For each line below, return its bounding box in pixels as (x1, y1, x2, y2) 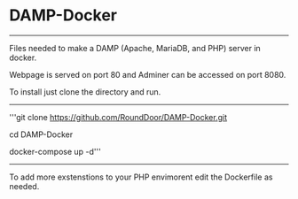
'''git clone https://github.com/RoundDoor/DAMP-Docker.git (9, 111, 228, 122)
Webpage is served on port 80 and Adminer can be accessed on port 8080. (9, 69, 286, 80)
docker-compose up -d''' (9, 146, 102, 157)
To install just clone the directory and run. (9, 86, 161, 97)
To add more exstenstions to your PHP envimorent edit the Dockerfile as (9, 172, 273, 182)
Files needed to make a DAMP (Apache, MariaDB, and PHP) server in (9, 42, 262, 53)
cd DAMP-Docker (9, 129, 74, 140)
